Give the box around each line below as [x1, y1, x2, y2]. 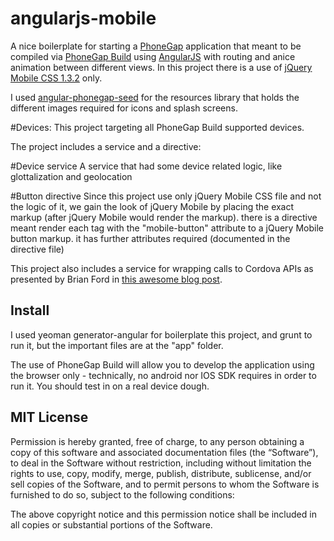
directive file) [10, 243, 65, 255]
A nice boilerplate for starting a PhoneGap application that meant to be [10, 40, 302, 52]
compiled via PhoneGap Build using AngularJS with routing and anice [10, 50, 296, 62]
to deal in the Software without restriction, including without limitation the [10, 457, 312, 469]
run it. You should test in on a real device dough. [10, 380, 210, 392]
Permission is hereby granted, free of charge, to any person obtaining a [10, 435, 305, 447]
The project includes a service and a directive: [10, 140, 202, 152]
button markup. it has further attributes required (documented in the [10, 232, 291, 244]
